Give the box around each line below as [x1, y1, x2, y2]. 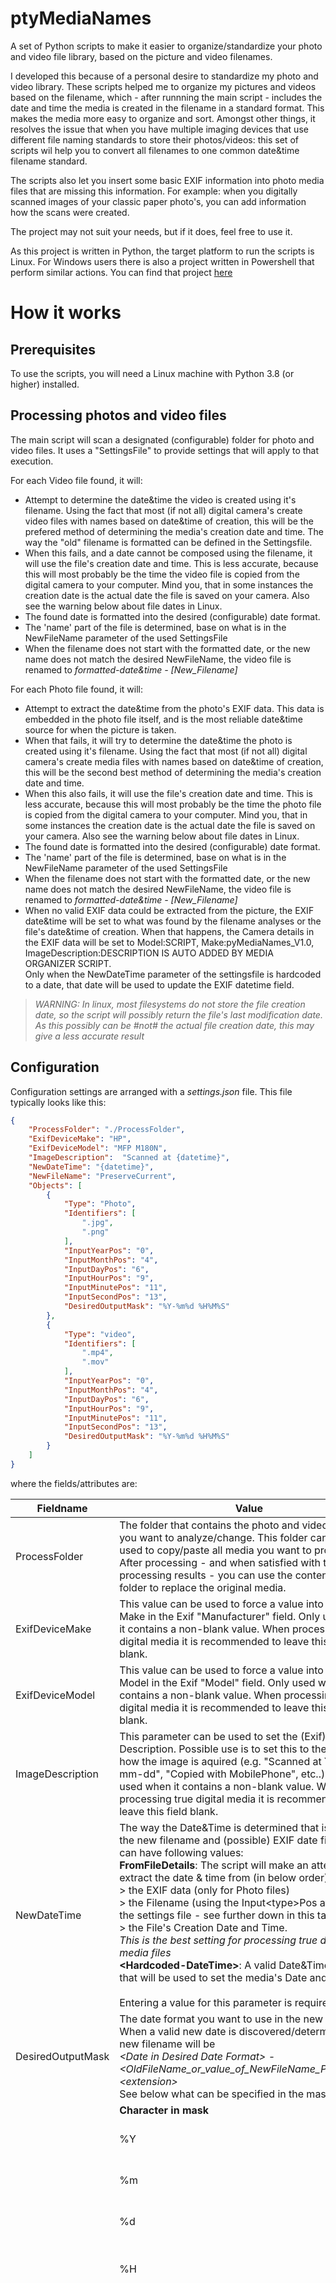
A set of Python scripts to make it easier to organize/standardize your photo [10, 40, 323, 52]
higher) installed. [10, 378, 80, 390]
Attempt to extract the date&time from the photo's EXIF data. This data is [24, 702, 325, 714]
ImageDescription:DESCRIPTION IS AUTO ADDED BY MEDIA [24, 947, 274, 959]
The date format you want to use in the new [119, 2012, 324, 2026]
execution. [10, 455, 54, 467]
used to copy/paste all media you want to [119, 1543, 312, 1557]
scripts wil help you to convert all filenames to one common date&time [10, 144, 300, 156]
